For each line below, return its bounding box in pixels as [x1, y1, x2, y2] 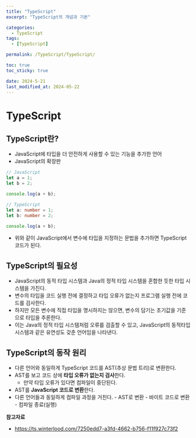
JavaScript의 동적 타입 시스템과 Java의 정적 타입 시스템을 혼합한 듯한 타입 [14, 277, 184, 285]
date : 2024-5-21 [6, 78, 46, 84]
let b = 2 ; [6, 180, 33, 187]
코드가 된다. [14, 242, 42, 249]
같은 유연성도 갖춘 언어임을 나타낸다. [35, 329, 118, 336]
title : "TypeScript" [6, 8, 57, 15]
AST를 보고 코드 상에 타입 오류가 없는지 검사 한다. [14, 372, 126, 379]
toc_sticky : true [6, 68, 49, 73]
